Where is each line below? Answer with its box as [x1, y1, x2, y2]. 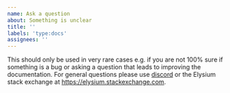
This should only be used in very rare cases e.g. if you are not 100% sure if [7, 55, 224, 64]
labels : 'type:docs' [7, 29, 68, 37]
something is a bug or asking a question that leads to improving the [7, 63, 201, 71]
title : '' [7, 23, 36, 30]
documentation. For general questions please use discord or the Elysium [7, 71, 216, 79]
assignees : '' [7, 36, 49, 43]
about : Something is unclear [7, 17, 92, 24]
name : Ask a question [7, 10, 71, 17]
